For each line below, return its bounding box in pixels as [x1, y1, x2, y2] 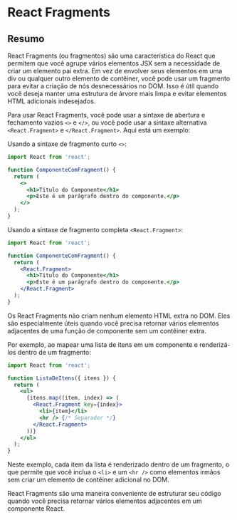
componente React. [7, 504, 65, 513]
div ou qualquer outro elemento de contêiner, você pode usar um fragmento [7, 74, 231, 83]
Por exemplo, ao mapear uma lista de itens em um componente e [7, 340, 198, 349]
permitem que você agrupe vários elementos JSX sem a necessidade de [7, 59, 221, 68]
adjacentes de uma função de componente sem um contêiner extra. [7, 326, 206, 335]
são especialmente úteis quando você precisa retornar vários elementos [7, 318, 219, 328]
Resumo [7, 33, 45, 45]
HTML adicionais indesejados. [7, 97, 96, 105]
